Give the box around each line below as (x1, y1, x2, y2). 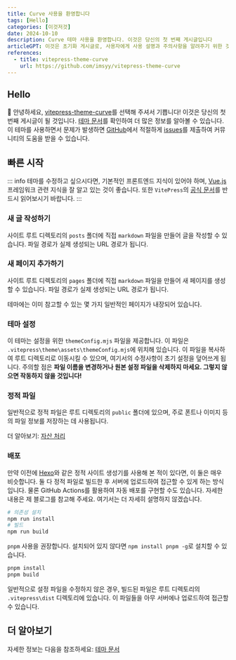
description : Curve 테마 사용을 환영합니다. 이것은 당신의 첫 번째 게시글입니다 (7, 37, 213, 44)
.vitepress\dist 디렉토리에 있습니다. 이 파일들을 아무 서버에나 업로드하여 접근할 (7, 593, 229, 602)
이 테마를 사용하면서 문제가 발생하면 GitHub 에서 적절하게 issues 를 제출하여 (7, 126, 213, 134)
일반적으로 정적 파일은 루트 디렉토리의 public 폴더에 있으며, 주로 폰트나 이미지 (7, 408, 221, 416)
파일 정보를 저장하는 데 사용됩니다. (14, 417, 109, 425)
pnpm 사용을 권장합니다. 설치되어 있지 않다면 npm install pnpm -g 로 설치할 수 (7, 542, 220, 550)
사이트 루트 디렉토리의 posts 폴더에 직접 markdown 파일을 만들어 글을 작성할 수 (7, 231, 221, 239)
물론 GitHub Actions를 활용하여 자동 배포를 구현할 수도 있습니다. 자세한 (27, 486, 223, 494)
